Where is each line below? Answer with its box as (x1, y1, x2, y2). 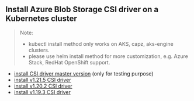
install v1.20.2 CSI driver (13, 82, 72, 89)
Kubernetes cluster (5, 14, 77, 24)
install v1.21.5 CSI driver (13, 76, 71, 83)
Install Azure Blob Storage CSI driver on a (5, 5, 159, 15)
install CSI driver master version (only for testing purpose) (13, 70, 154, 77)
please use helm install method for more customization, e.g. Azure (28, 52, 188, 60)
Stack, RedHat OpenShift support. (28, 59, 110, 66)
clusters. (28, 46, 50, 53)
